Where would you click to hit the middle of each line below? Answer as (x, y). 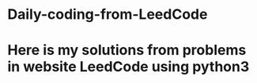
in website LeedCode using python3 (128, 67)
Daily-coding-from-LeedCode (108, 14)
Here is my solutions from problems (127, 51)
